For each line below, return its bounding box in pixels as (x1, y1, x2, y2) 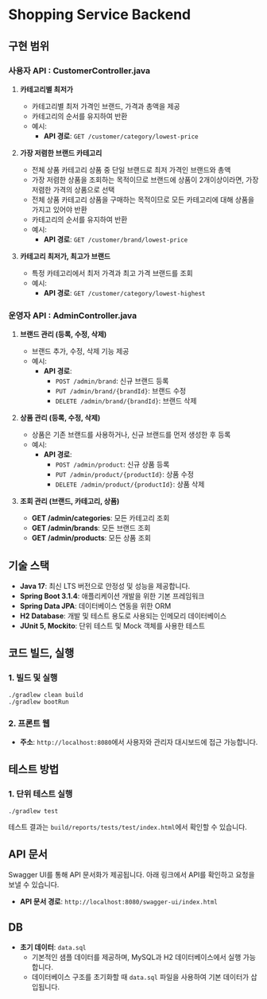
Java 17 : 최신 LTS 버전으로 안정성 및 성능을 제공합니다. (19, 581, 191, 590)
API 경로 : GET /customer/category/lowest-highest (43, 288, 206, 297)
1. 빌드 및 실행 (8, 672, 58, 683)
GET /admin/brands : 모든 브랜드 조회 (31, 523, 151, 533)
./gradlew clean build (8, 691, 83, 699)
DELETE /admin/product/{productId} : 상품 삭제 (55, 479, 205, 490)
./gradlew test (8, 807, 59, 815)
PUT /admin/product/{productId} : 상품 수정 (55, 470, 195, 479)
